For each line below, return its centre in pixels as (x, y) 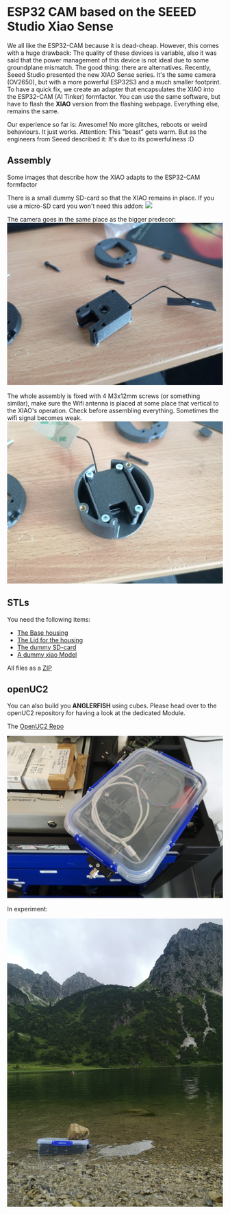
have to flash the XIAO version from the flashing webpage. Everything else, (113, 104)
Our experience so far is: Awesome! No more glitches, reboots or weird (107, 124)
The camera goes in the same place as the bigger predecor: (92, 219)
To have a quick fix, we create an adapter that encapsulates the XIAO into (111, 89)
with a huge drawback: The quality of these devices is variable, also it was (112, 53)
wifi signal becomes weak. (44, 418)
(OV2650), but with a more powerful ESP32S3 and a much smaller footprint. (114, 82)
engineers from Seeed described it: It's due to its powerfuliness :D (101, 139)
